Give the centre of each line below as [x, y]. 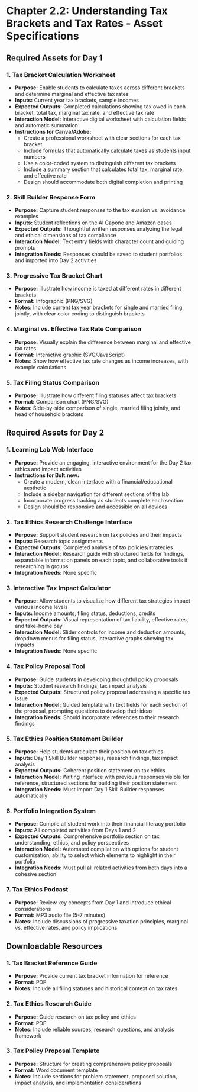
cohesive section [35, 874]
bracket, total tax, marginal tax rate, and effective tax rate [85, 112]
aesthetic [35, 488]
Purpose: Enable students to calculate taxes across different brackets [100, 88]
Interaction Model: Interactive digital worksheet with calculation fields [100, 119]
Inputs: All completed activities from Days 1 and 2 [75, 830]
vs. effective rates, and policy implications [66, 927]
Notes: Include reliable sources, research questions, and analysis [94, 1029]
